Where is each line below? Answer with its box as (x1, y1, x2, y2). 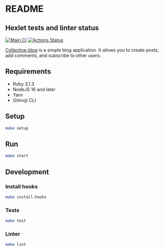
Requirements (5, 67, 51, 76)
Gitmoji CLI (12, 97, 36, 103)
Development (5, 168, 50, 176)
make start (5, 153, 29, 159)
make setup (5, 126, 29, 131)
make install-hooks (5, 194, 47, 200)
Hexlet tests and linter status (5, 24, 99, 32)
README (5, 3, 44, 15)
